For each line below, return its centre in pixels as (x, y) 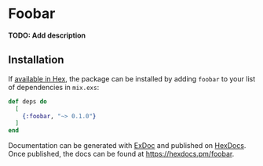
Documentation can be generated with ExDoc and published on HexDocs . (127, 146)
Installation (36, 60)
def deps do (27, 101)
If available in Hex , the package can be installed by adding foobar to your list (132, 78)
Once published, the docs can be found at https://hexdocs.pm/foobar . (121, 154)
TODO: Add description (47, 35)
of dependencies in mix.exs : (54, 87)
